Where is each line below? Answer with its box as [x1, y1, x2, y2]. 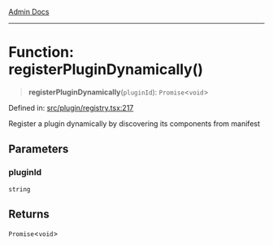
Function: [8, 43, 75, 62]
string [8, 185, 31, 194]
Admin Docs [8, 7, 50, 16]
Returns [8, 208, 50, 221]
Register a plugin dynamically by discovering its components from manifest [8, 118, 261, 129]
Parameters [8, 142, 69, 156]
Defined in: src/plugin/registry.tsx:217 [8, 103, 134, 112]
